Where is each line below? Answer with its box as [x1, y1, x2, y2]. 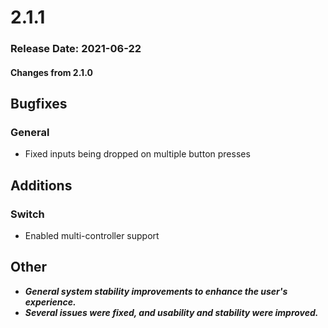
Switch [10, 207, 45, 221]
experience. [24, 296, 77, 308]
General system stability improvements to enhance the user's [24, 285, 288, 297]
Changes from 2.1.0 [10, 66, 93, 78]
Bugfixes [10, 96, 68, 113]
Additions [10, 177, 73, 194]
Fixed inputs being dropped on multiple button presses [24, 148, 251, 160]
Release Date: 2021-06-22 [10, 42, 142, 56]
